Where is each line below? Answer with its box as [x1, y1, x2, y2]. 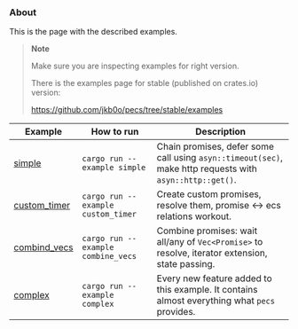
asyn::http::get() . [156, 174, 237, 186]
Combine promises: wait [156, 224, 258, 237]
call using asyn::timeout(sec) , [156, 152, 284, 164]
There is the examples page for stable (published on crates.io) [30, 78, 259, 89]
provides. [156, 306, 196, 318]
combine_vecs [82, 251, 137, 262]
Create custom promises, [156, 188, 262, 200]
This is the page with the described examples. [9, 27, 177, 37]
